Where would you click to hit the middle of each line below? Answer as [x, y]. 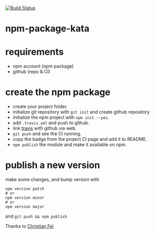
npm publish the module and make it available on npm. [70, 145]
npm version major [25, 207]
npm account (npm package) [43, 66]
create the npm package [58, 92]
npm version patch [25, 189]
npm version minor [25, 198]
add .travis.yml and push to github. [51, 123]
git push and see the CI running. [47, 134]
